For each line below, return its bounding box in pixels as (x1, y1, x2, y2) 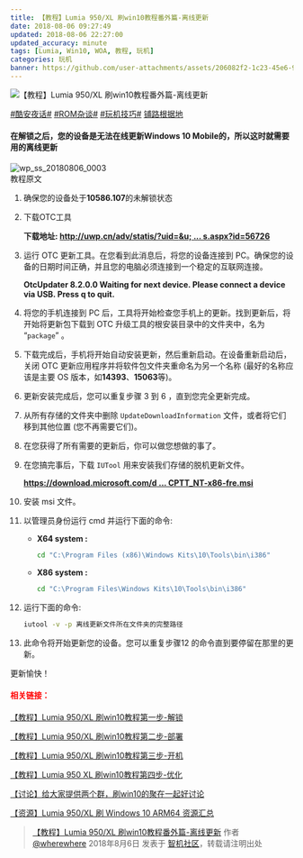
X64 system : (36, 534, 88, 544)
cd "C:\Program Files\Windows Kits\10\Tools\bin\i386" (36, 584, 246, 593)
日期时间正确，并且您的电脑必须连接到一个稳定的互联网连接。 (39, 261, 268, 272)
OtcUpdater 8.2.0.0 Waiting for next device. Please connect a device (22, 279, 286, 290)
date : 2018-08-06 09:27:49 (10, 22, 111, 31)
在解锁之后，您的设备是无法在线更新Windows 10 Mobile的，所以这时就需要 (10, 131, 290, 141)
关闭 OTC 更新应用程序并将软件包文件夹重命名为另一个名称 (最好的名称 (22, 361, 286, 371)
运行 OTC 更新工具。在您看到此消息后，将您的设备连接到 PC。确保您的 (22, 250, 286, 261)
